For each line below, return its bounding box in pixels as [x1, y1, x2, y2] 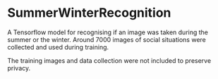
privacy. [7, 64, 31, 72]
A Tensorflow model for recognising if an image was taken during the [7, 28, 209, 36]
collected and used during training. [7, 43, 109, 51]
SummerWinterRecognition [7, 5, 171, 21]
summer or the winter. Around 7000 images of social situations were [7, 35, 207, 43]
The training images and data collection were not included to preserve [7, 56, 212, 64]
